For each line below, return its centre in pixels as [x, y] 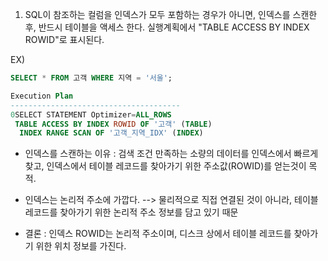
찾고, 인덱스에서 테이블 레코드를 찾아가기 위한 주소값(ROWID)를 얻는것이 [165, 166]
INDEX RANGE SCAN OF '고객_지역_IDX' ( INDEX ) [111, 133]
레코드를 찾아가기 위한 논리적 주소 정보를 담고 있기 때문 [131, 212]
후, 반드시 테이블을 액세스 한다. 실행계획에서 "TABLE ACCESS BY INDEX [167, 27]
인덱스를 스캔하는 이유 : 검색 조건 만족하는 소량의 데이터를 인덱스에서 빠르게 [171, 154]
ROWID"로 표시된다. [64, 39]
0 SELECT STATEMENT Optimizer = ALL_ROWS [91, 114]
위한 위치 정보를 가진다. [81, 246]
